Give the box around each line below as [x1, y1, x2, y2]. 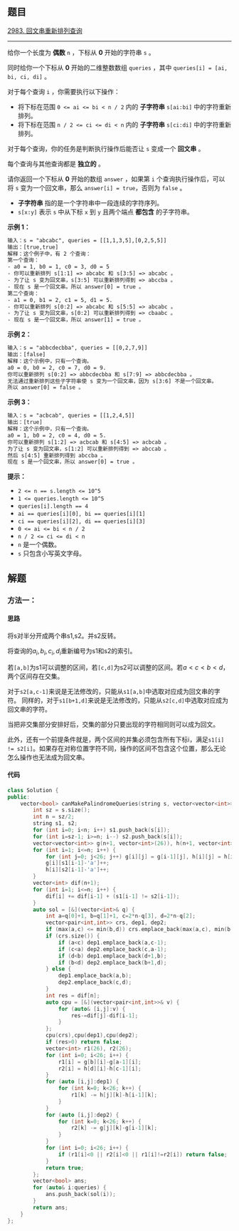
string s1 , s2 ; [33, 820, 78, 827]
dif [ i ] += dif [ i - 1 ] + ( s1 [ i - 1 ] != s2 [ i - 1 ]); [45, 893, 180, 900]
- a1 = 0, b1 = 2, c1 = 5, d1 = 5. [7, 296, 113, 303]
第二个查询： [7, 290, 40, 297]
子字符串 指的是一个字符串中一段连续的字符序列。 [17, 198, 164, 207]
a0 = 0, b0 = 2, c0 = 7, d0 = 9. [7, 364, 107, 371]
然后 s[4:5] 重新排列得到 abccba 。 [7, 452, 107, 459]
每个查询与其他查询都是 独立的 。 [7, 159, 105, 168]
